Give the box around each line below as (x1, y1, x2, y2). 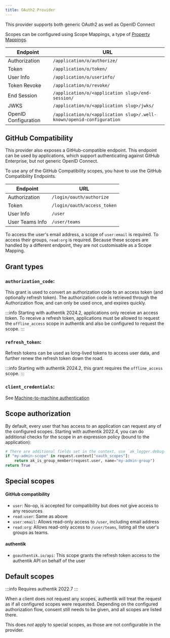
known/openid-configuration (53, 117, 120, 122)
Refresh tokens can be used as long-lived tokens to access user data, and (5, 350, 160, 356)
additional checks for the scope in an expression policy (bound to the (5, 434, 150, 440)
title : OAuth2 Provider (5, 7, 56, 13)
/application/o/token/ (53, 66, 108, 71)
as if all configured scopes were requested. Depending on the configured (5, 601, 158, 607)
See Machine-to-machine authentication (5, 395, 90, 401)
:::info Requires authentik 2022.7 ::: (5, 586, 78, 592)
